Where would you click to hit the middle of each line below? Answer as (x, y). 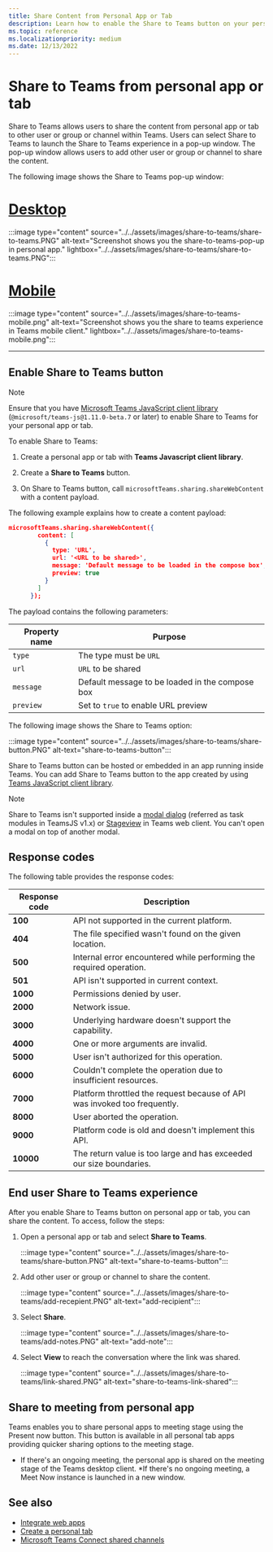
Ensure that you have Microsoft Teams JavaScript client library (113, 408)
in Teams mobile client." (48, 330)
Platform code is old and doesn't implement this (164, 1130)
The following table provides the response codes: (91, 877)
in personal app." (37, 249)
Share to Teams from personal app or (136, 87)
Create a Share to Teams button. (75, 472)
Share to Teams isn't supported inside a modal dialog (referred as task (126, 814)
